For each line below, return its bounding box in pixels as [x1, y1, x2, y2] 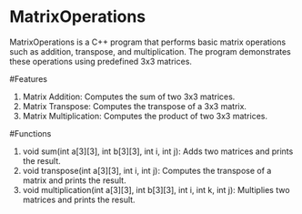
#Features [9, 73, 48, 84]
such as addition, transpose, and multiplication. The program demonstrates [9, 46, 291, 56]
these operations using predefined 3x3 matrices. [9, 56, 193, 66]
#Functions [9, 127, 52, 138]
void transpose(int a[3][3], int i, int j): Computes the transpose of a [22, 165, 272, 176]
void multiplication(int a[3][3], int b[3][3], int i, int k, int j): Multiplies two [22, 184, 290, 195]
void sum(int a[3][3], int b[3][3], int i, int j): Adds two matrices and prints [22, 146, 294, 157]
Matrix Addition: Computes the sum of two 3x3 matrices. [22, 91, 236, 102]
